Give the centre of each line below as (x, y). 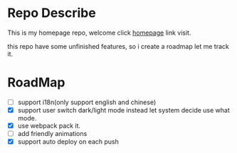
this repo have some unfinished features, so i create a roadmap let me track (118, 46)
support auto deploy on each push (68, 142)
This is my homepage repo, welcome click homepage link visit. (99, 33)
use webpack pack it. (49, 126)
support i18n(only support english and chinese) (87, 102)
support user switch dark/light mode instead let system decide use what (123, 110)
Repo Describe (52, 13)
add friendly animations (52, 134)
